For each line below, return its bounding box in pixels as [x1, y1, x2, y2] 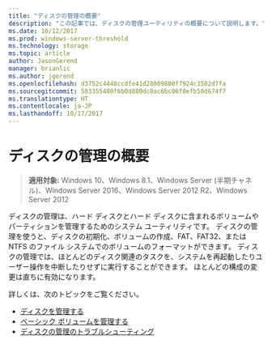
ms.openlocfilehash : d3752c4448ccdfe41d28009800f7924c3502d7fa [8, 79, 227, 87]
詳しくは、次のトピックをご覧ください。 [8, 289, 143, 299]
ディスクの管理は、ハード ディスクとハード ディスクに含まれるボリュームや [8, 211, 259, 221]
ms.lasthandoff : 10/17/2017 [8, 110, 104, 118]
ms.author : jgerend [8, 72, 74, 80]
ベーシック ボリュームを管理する [19, 316, 130, 326]
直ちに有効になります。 [22, 272, 100, 282]
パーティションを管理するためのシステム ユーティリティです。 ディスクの [8, 221, 251, 231]
